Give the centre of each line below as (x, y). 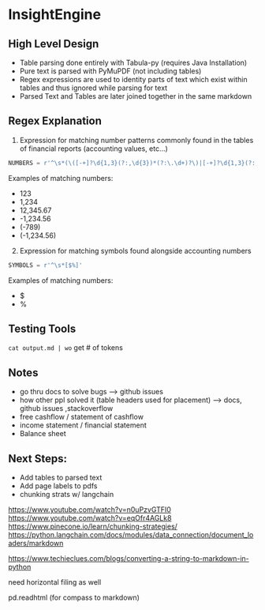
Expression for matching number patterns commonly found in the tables (136, 140)
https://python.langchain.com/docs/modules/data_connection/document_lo (131, 535)
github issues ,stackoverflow (66, 409)
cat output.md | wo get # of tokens (66, 348)
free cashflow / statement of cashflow (82, 417)
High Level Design (54, 44)
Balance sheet (43, 434)
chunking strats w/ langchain (67, 494)
